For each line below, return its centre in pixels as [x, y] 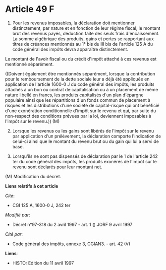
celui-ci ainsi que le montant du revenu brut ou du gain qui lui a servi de [85, 141]
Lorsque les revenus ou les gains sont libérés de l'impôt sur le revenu [83, 131]
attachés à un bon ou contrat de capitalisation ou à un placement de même [82, 89]
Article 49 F [30, 9]
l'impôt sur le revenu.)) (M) [32, 121]
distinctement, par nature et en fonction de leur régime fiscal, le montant [86, 28]
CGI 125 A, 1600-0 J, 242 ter [41, 205]
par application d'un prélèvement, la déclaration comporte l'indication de [86, 136]
